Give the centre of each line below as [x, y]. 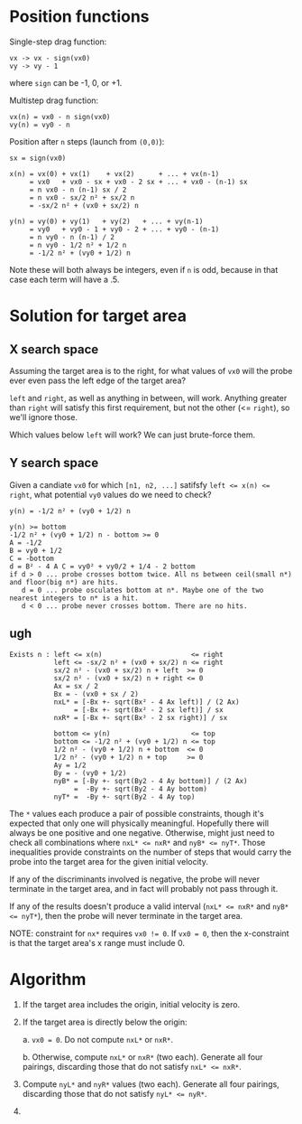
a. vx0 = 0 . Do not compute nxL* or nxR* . [98, 1039]
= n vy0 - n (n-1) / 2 [72, 237]
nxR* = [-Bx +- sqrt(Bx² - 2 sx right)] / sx [141, 717]
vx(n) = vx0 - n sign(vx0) [60, 117]
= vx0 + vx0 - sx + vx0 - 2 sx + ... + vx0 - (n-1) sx [138, 182]
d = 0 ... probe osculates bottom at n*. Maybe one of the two [142, 590]
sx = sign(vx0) [38, 158]
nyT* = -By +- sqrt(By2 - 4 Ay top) [124, 797]
